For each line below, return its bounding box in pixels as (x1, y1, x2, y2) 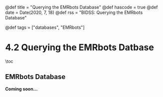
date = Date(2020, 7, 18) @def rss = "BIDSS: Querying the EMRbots (5, 9, 143, 15)
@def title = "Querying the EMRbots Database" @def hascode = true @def (5, 4, 158, 10)
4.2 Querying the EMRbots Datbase (5, 42, 154, 53)
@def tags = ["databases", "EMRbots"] (5, 24, 85, 30)
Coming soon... (5, 86, 38, 92)
